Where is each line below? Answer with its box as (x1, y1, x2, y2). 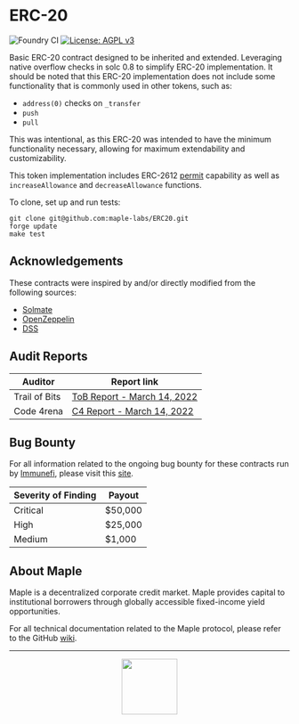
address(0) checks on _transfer (21, 97, 141, 108)
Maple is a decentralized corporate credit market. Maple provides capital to (9, 587, 286, 598)
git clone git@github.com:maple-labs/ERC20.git (9, 214, 190, 223)
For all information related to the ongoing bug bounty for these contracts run (9, 459, 289, 469)
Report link (110, 375, 158, 387)
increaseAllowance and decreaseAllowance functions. (9, 179, 202, 190)
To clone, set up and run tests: (9, 197, 121, 207)
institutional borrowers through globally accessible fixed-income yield (9, 597, 265, 607)
